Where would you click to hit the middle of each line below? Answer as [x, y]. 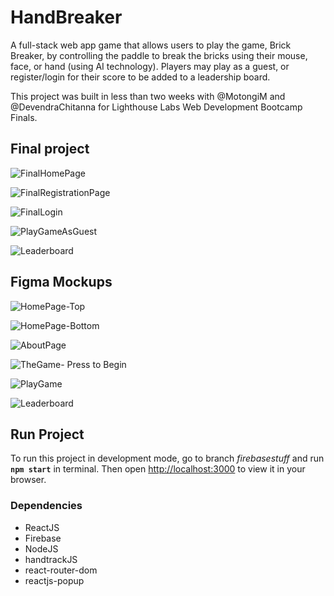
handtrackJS [51, 559]
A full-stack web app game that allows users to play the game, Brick [151, 45]
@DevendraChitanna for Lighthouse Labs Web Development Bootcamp [156, 107]
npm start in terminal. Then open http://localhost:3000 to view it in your [158, 469]
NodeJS [41, 548]
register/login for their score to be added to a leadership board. [140, 77]
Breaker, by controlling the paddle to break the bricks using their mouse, [159, 55]
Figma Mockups [61, 282]
